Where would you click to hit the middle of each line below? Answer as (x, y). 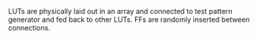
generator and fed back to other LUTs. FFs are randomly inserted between (129, 19)
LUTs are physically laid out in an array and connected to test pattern (120, 11)
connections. (30, 28)
